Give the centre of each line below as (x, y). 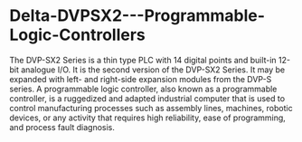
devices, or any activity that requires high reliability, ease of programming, (148, 118)
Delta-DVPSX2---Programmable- (137, 16)
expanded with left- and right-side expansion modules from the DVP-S (141, 79)
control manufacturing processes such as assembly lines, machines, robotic (151, 108)
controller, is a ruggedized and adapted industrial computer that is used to (147, 98)
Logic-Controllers (78, 35)
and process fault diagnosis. (62, 127)
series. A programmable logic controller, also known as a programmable (143, 89)
